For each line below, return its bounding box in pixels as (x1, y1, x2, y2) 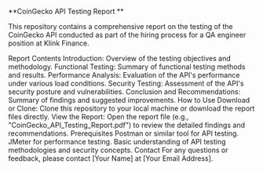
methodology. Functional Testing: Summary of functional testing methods (8, 62, 246, 71)
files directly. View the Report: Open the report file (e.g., (8, 112, 189, 121)
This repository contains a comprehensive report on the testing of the (8, 22, 233, 31)
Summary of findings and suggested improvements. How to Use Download (8, 96, 250, 104)
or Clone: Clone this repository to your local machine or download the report (8, 104, 255, 113)
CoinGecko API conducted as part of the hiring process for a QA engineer (8, 31, 247, 39)
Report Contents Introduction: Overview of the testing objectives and (8, 54, 232, 63)
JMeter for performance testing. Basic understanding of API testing (8, 137, 226, 146)
